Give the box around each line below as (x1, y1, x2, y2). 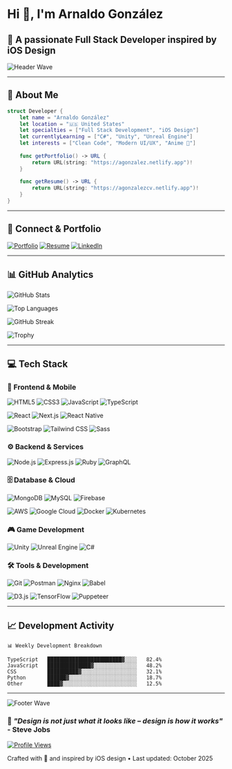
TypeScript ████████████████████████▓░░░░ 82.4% (7, 656, 162, 663)
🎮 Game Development (7, 524, 85, 534)
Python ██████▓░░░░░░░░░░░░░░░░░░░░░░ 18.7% (7, 674, 162, 681)
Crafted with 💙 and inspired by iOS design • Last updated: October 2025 (7, 754, 213, 762)
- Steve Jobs (7, 725, 50, 734)
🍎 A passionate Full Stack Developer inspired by (7, 34, 217, 46)
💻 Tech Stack (7, 358, 68, 370)
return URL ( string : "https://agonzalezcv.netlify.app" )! (32, 184, 199, 192)
